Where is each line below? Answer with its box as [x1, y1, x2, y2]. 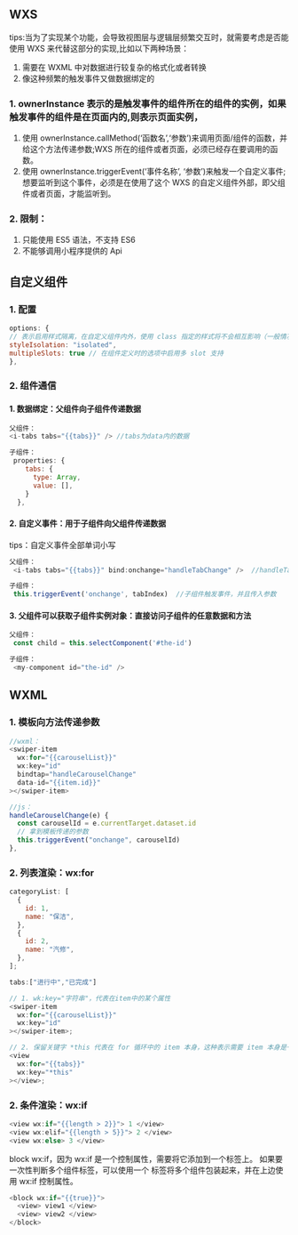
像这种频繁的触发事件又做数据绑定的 [21, 73, 155, 84]
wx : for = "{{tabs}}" [17, 1059, 86, 1069]
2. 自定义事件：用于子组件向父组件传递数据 [9, 518, 167, 529]
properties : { [12, 456, 66, 465]
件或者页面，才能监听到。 [21, 189, 116, 199]
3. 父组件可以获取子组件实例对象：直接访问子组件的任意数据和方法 [9, 609, 252, 621]
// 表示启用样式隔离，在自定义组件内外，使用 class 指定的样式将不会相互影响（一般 [9, 332, 280, 341]
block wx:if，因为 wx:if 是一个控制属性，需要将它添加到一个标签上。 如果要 [9, 1153, 284, 1164]
